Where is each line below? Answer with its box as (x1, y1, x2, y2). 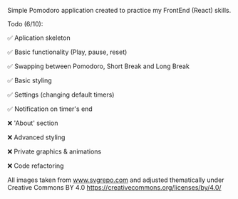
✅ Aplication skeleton (7, 33, 71, 42)
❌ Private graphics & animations (7, 147, 102, 156)
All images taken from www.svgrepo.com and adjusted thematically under (7, 176, 224, 184)
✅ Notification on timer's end (7, 104, 93, 113)
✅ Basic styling (7, 76, 52, 85)
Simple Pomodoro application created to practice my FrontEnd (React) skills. (7, 6, 232, 14)
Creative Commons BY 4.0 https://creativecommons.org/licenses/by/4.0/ (7, 183, 222, 191)
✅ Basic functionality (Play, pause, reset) (7, 48, 128, 56)
